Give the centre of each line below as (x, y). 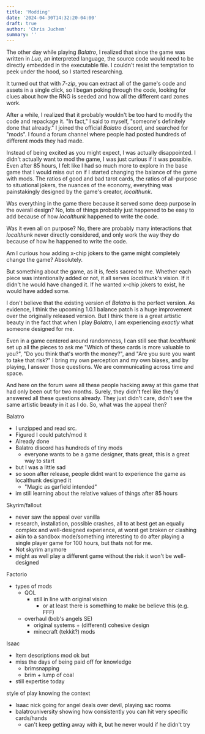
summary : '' (21, 35)
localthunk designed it (43, 480)
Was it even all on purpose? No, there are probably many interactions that (99, 228)
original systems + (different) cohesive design (91, 625)
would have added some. (38, 291)
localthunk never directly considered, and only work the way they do (93, 235)
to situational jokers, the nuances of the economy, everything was (89, 185)
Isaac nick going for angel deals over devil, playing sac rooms (93, 705)
